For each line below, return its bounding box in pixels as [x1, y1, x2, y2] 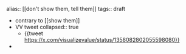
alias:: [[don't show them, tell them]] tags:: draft [6, 5, 126, 12]
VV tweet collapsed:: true [15, 24, 79, 30]
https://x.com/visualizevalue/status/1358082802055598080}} [24, 36, 180, 43]
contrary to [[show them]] [15, 17, 80, 24]
